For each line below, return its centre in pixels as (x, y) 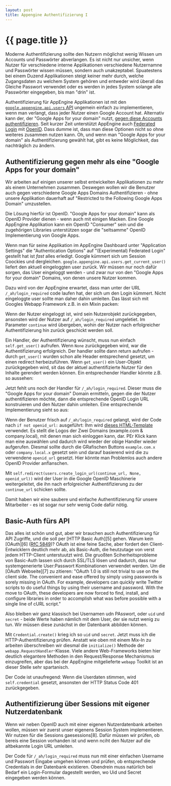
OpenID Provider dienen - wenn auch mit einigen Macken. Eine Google (80, 219)
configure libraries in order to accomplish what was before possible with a (83, 598)
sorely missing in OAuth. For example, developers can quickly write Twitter (84, 582)
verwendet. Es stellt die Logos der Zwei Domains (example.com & (74, 431)
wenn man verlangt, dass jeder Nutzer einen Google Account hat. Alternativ (85, 113)
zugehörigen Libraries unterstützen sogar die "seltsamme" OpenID (76, 230)
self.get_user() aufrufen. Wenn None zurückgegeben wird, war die (76, 346)
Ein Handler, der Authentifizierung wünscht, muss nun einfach (70, 340)
